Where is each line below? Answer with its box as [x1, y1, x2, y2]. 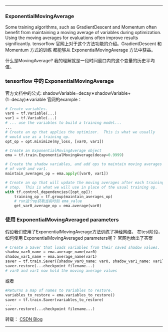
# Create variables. [5, 106, 48, 111]
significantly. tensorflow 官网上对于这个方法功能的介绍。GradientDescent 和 [5, 41, 162, 47]
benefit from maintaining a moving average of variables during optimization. [5, 30, 161, 36]
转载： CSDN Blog [5, 316, 43, 322]
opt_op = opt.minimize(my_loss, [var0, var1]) [5, 139, 104, 144]
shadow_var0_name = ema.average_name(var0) [5, 249, 97, 255]
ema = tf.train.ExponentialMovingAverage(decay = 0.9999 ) [5, 152, 124, 158]
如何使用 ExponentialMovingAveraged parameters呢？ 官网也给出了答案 [5, 235, 153, 241]
